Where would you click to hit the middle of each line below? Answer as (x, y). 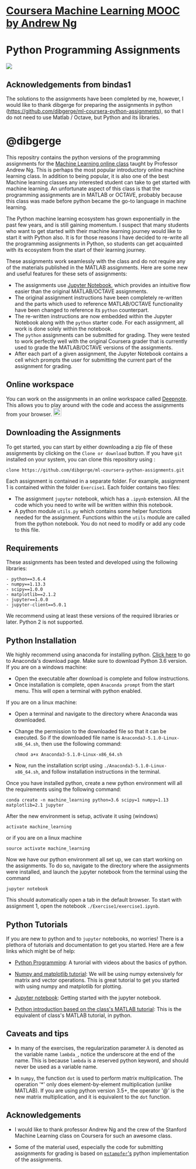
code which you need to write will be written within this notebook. (94, 505)
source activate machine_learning (48, 849)
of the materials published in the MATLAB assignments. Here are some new (97, 267)
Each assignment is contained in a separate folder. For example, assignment (98, 481)
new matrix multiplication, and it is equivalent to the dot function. (92, 1097)
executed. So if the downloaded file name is (68, 737)
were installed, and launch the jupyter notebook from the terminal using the (97, 872)
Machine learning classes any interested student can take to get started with (98, 182)
